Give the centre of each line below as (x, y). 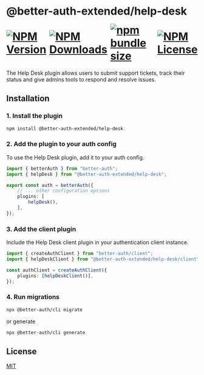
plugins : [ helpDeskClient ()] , (56, 276)
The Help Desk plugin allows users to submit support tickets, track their (96, 73)
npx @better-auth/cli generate (46, 332)
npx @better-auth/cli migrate (45, 310)
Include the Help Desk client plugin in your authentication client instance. (98, 242)
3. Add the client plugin (41, 229)
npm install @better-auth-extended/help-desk (65, 128)
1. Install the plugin (34, 116)
